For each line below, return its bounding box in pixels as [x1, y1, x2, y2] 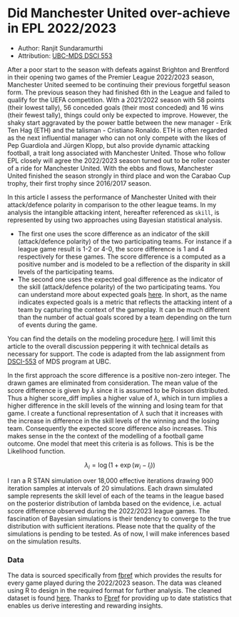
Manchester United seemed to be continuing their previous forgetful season [7, 80, 230, 89]
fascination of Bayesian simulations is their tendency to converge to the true [7, 514, 231, 523]
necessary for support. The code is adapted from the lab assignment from [7, 349, 225, 358]
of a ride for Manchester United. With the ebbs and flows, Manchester [7, 164, 214, 172]
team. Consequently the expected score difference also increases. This [7, 423, 218, 433]
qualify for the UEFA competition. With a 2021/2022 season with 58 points [7, 95, 225, 104]
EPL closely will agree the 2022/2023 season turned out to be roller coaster [7, 156, 230, 165]
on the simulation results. [7, 537, 82, 546]
